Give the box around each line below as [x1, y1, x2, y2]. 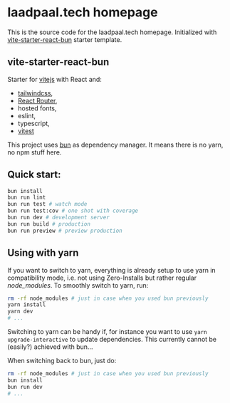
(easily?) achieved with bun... [7, 342, 93, 351]
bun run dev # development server [7, 214, 110, 221]
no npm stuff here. [7, 147, 62, 157]
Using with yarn [7, 247, 79, 259]
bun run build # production [7, 220, 91, 228]
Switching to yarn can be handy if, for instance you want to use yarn [7, 328, 208, 335]
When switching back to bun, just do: [7, 357, 117, 365]
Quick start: [7, 169, 62, 181]
